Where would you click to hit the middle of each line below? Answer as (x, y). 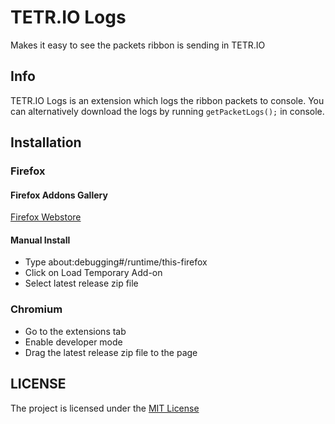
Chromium (36, 309)
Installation (46, 142)
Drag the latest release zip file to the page (111, 352)
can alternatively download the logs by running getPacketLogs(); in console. (167, 111)
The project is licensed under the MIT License (105, 408)
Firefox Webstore (46, 217)
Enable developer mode (73, 342)
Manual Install (40, 240)
